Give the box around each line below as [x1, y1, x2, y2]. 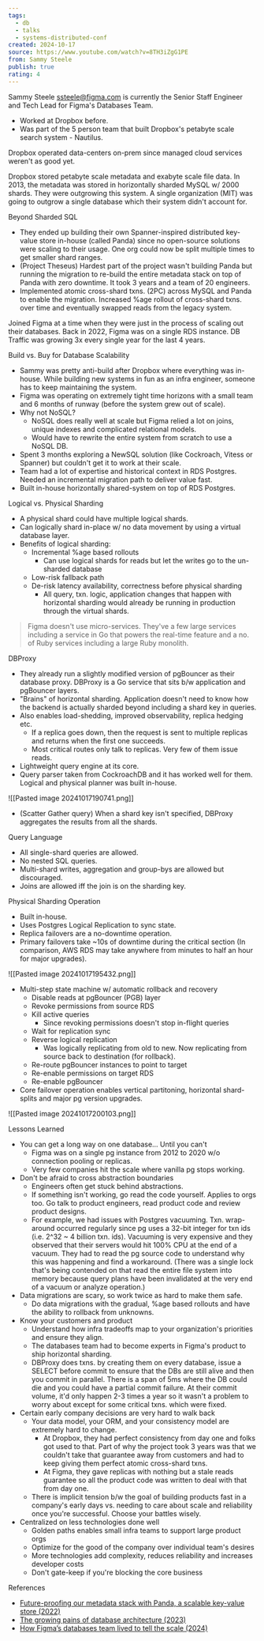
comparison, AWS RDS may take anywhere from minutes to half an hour [19, 945, 254, 954]
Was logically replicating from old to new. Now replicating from [43, 1043, 247, 1052]
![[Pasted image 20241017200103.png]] [8, 1108, 136, 1118]
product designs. [31, 1206, 87, 1216]
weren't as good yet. [8, 156, 75, 166]
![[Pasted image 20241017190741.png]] [8, 793, 134, 803]
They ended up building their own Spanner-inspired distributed [19, 227, 225, 237]
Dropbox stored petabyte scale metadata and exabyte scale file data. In [8, 171, 240, 181]
